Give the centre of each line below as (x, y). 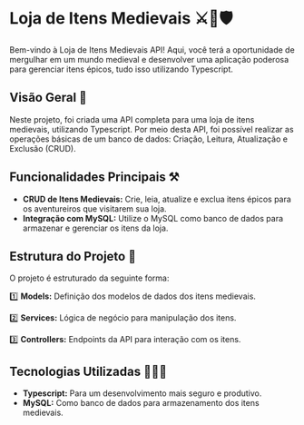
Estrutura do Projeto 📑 (73, 256)
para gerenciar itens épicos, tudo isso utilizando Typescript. (121, 69)
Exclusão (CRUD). (43, 148)
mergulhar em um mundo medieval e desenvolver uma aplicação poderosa (149, 59)
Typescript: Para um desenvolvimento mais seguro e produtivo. (142, 393)
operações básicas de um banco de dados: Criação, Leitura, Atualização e (149, 139)
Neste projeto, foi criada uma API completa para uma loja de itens (132, 119)
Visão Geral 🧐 (49, 98)
